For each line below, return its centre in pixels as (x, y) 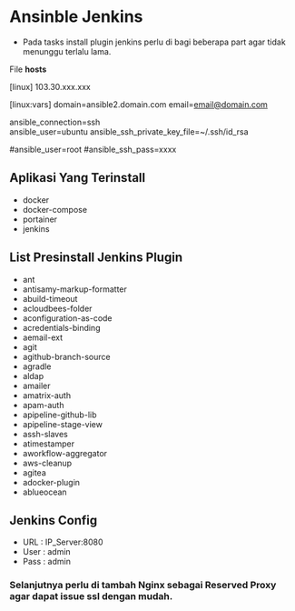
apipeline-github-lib (59, 415)
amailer (36, 386)
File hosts (28, 69)
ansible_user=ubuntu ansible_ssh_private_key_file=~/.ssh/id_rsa (129, 131)
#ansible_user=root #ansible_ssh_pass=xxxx (93, 149)
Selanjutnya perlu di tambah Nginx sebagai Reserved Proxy (143, 586)
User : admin (46, 552)
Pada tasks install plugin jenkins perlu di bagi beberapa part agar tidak (154, 42)
